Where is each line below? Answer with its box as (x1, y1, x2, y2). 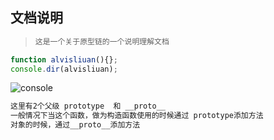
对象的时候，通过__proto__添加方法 (10, 120, 141, 130)
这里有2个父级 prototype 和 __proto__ (10, 101, 166, 112)
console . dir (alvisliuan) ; (10, 64, 118, 74)
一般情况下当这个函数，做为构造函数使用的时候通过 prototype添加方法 (10, 111, 264, 121)
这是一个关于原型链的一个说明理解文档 (34, 36, 170, 47)
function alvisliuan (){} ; (10, 54, 118, 65)
